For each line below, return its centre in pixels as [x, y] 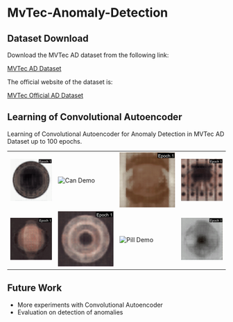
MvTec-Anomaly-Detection [88, 13]
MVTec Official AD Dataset [45, 95]
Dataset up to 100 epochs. [45, 141]
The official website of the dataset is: [60, 82]
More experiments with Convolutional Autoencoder [90, 305]
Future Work [35, 288]
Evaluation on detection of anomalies [70, 312]
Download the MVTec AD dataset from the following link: [88, 55]
